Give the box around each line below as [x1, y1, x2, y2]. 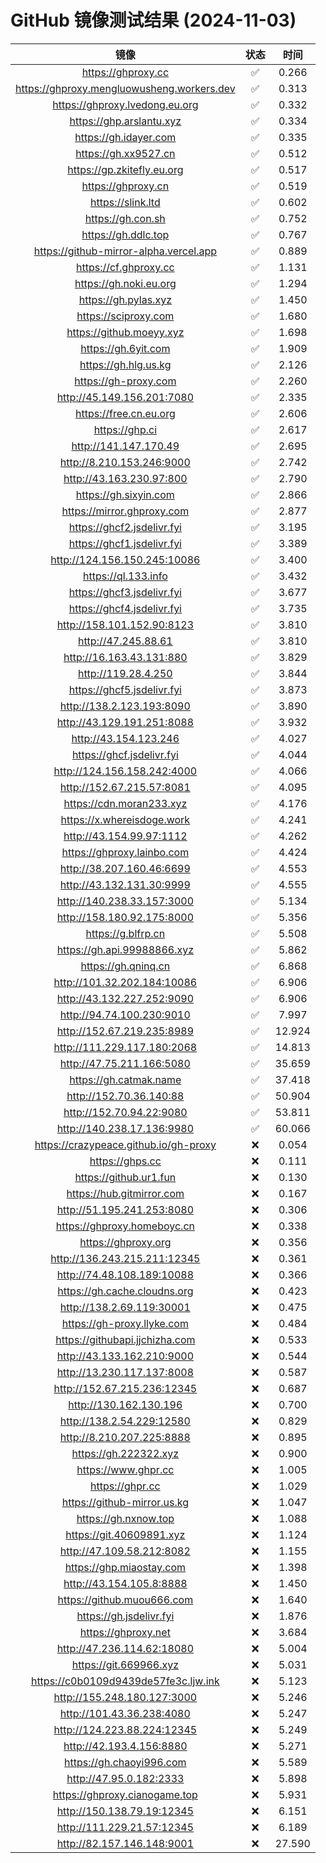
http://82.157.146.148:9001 [56, 1836, 195, 1850]
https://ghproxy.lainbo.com [61, 845, 190, 859]
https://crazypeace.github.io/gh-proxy [34, 1137, 217, 1151]
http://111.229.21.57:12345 [56, 1820, 195, 1834]
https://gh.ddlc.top [81, 227, 170, 241]
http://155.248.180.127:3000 [53, 1690, 198, 1704]
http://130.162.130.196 [68, 1397, 183, 1411]
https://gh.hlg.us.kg [79, 357, 172, 371]
